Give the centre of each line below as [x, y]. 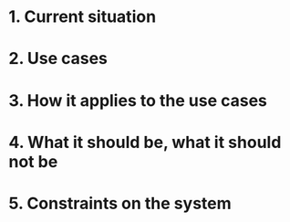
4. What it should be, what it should [145, 142]
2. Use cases [58, 59]
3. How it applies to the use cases [138, 100]
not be [33, 161]
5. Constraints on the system [120, 203]
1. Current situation [83, 17]
